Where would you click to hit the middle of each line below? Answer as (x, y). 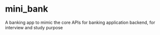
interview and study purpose (34, 27)
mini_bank (27, 9)
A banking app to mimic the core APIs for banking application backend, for (80, 22)
